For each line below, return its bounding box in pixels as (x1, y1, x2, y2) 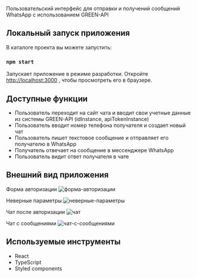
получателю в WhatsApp (14, 140, 76, 148)
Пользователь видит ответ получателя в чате (14, 153, 129, 160)
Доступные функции (6, 93, 88, 103)
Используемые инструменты (6, 237, 121, 247)
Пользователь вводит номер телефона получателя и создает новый (14, 122, 186, 129)
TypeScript (14, 259, 42, 266)
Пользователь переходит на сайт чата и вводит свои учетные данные (14, 109, 191, 116)
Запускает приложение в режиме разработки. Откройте (6, 71, 149, 78)
